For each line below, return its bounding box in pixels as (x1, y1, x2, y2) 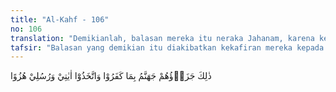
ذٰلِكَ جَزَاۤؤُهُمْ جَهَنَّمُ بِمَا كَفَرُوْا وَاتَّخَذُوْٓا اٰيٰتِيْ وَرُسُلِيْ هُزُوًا (10, 70, 212, 82)
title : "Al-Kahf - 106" (10, 14, 110, 25)
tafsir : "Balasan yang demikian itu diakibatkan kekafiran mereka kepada (10, 42, 325, 53)
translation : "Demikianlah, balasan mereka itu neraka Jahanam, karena (10, 33, 315, 43)
